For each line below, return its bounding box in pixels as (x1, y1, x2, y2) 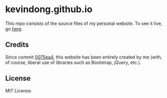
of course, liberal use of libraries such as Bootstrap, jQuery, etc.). (5, 59, 142, 66)
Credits (5, 41, 29, 49)
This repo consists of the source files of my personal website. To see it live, (5, 20, 163, 26)
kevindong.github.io (5, 4, 93, 15)
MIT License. (5, 87, 32, 93)
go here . (5, 25, 23, 31)
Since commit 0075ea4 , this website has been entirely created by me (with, (5, 54, 162, 60)
